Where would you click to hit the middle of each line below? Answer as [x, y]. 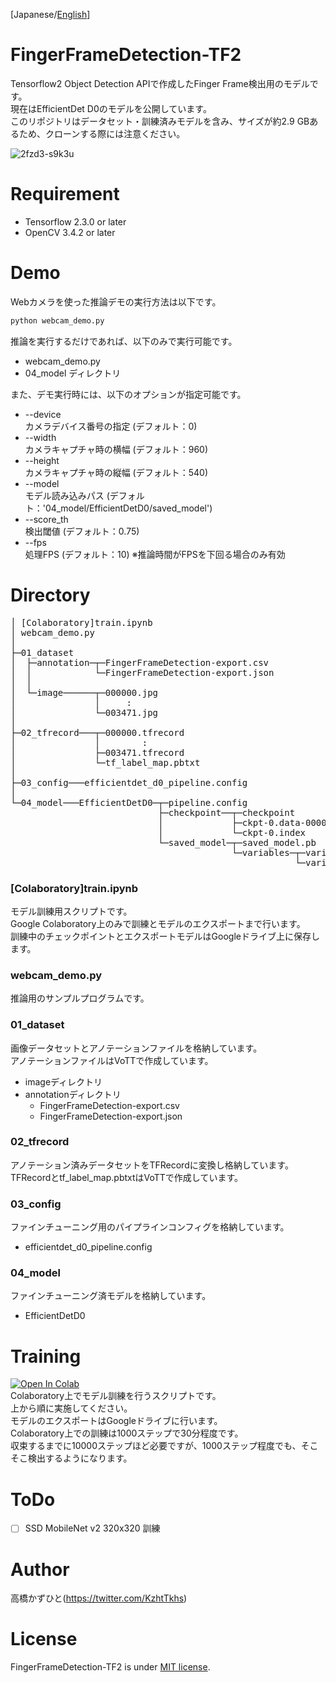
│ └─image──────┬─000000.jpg [84, 692]
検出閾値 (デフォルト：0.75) [82, 531]
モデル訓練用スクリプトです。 [71, 911]
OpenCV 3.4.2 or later [70, 232]
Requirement [65, 194]
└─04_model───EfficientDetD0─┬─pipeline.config [129, 802]
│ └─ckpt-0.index [232, 832]
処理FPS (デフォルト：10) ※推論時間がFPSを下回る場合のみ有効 [155, 554]
